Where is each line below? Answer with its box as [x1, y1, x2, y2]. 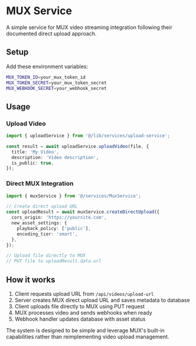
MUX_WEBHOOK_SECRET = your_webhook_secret [6, 85, 107, 91]
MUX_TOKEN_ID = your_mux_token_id [6, 74, 86, 80]
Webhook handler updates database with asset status [14, 315, 146, 323]
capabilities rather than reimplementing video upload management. [6, 333, 169, 341]
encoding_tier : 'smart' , [17, 231, 78, 237]
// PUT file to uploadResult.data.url [6, 258, 102, 264]
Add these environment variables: [6, 63, 89, 70]
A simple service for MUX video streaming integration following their [6, 24, 172, 31]
